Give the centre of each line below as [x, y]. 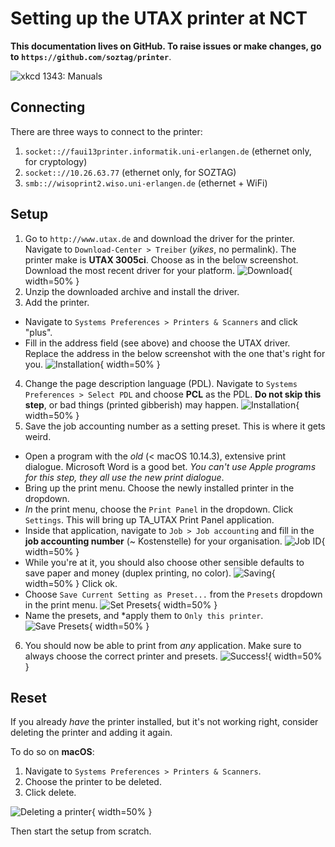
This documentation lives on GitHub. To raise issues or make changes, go [166, 46]
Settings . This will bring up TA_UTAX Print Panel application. [149, 519]
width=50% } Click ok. [71, 583]
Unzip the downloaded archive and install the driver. [132, 291]
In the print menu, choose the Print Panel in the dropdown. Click [159, 509]
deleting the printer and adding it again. [91, 733]
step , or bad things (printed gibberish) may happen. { [162, 404]
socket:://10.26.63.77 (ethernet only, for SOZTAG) [130, 172]
